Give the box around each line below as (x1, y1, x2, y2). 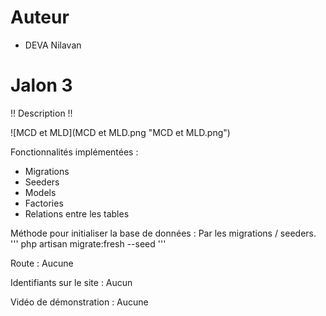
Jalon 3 (10, 74, 73, 97)
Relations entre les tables (24, 207, 130, 220)
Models (24, 186, 57, 198)
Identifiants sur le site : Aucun (10, 276, 133, 288)
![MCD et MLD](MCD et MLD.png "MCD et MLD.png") (10, 126, 231, 138)
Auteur (10, 6, 70, 29)
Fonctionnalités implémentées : (10, 146, 139, 158)
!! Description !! (10, 107, 73, 119)
